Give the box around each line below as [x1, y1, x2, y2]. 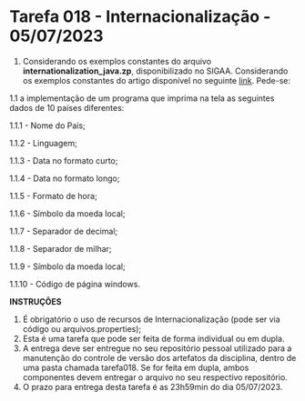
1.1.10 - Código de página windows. [9, 278, 141, 289]
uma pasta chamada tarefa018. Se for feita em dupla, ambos [22, 362, 249, 373]
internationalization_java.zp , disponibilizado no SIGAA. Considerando [22, 65, 289, 76]
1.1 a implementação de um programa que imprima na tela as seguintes [9, 93, 275, 104]
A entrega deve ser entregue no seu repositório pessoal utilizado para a [22, 343, 292, 354]
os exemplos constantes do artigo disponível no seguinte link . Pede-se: [22, 75, 291, 85]
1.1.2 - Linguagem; [9, 137, 77, 148]
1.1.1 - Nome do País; [9, 120, 86, 131]
